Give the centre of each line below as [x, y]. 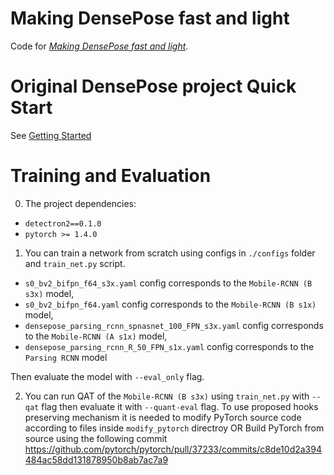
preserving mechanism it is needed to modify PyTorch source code [163, 417]
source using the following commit [96, 438]
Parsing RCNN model [66, 357]
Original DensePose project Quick [153, 86]
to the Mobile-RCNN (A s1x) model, [96, 336]
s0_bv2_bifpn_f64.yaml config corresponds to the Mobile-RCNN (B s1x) [170, 304]
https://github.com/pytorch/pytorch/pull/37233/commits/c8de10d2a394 [173, 449]
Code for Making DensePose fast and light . [99, 46]
